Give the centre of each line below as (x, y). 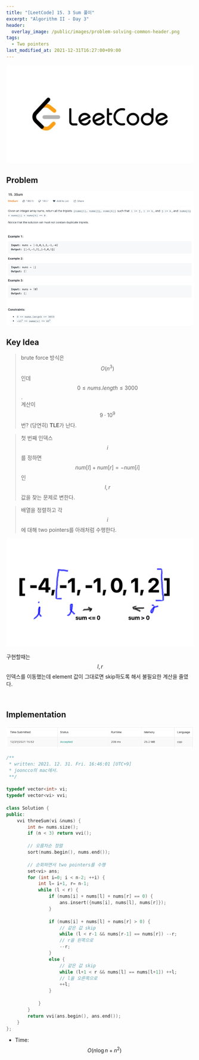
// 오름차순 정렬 (45, 846)
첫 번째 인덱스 (37, 438)
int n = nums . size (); (53, 827)
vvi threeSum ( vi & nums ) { (49, 821)
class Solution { (28, 808)
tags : (13, 38)
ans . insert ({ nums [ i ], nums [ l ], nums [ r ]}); (113, 903)
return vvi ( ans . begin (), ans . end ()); (74, 1016)
